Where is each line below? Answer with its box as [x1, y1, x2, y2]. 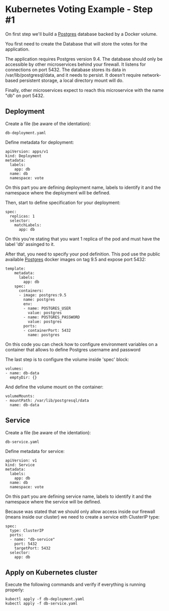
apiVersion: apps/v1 [5, 149, 49, 154]
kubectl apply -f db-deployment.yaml [5, 597, 85, 602]
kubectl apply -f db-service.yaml [5, 601, 78, 606]
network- [142, 72, 161, 78]
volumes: [5, 366, 24, 371]
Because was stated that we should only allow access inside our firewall [5, 508, 155, 515]
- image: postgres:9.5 [18, 292, 67, 297]
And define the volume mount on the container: [5, 384, 103, 390]
